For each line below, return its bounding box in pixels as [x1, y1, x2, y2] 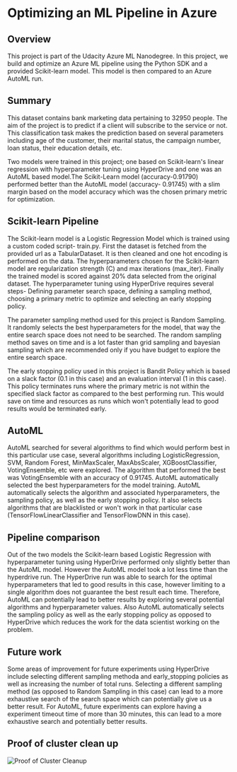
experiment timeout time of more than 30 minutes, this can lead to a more [7, 710, 222, 718]
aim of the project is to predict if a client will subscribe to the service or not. [7, 121, 228, 129]
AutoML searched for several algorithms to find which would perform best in [7, 443, 230, 452]
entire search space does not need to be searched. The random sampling [7, 330, 221, 339]
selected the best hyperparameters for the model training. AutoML [7, 481, 201, 489]
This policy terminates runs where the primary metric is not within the [7, 382, 210, 390]
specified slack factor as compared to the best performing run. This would [7, 389, 224, 397]
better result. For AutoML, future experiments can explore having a [7, 702, 202, 711]
